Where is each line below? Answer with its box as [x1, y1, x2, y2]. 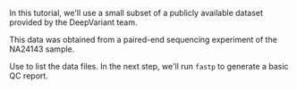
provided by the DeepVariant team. [9, 17, 138, 28]
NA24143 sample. [9, 44, 75, 54]
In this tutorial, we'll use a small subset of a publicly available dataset [9, 8, 264, 18]
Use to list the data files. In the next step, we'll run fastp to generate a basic [9, 61, 289, 71]
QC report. [9, 70, 49, 81]
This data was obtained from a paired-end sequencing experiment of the [9, 35, 277, 45]
